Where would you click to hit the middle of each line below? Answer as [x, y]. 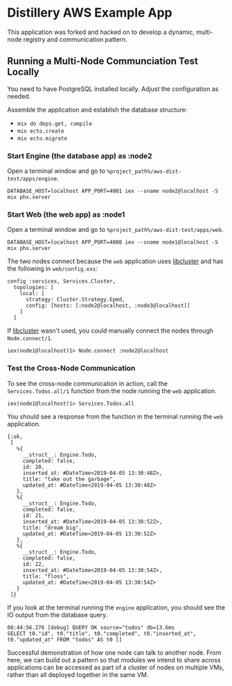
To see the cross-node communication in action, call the [88, 383]
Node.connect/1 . [30, 338]
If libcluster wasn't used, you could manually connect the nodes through [110, 331]
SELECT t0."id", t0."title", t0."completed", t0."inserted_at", [102, 633]
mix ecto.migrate [42, 138]
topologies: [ [34, 287]
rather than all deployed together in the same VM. [78, 674]
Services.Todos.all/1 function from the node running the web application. [112, 391]
